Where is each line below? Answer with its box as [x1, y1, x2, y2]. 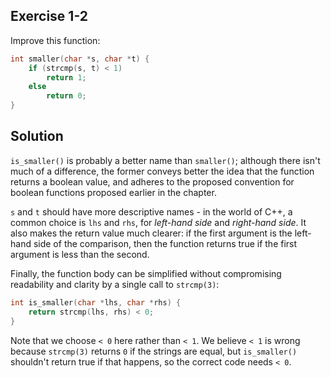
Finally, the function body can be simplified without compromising [10, 267, 282, 279]
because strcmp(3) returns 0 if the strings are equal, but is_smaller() [10, 345, 298, 357]
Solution [10, 128, 64, 145]
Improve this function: [10, 34, 101, 46]
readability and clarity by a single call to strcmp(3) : [10, 278, 220, 290]
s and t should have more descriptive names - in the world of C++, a [10, 205, 293, 218]
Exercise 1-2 [10, 8, 89, 25]
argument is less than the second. [10, 248, 150, 260]
